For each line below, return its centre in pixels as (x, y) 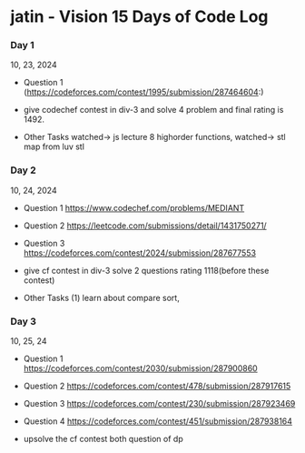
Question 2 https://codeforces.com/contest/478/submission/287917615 (157, 386)
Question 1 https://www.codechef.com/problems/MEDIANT (134, 207)
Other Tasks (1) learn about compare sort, (101, 297)
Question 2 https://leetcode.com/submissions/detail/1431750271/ (145, 226)
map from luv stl (54, 146)
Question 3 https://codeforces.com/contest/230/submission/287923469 (159, 404)
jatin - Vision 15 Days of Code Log (139, 17)
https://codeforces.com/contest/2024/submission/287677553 (140, 253)
